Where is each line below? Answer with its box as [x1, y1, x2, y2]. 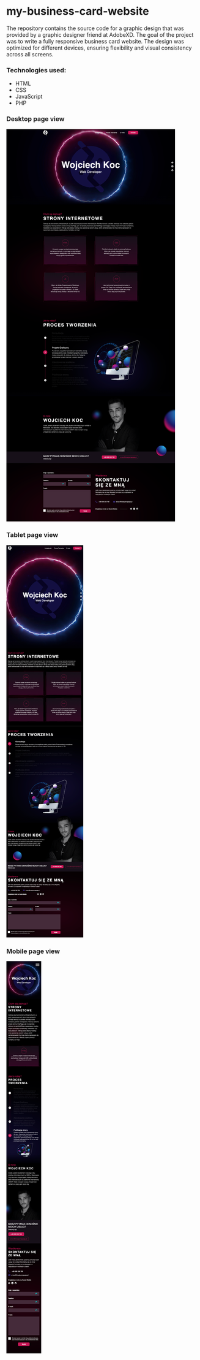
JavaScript [15, 93, 43, 101]
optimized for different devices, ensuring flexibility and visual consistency [6, 44, 192, 51]
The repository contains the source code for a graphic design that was [6, 25, 185, 32]
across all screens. [6, 50, 54, 58]
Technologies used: [6, 66, 67, 74]
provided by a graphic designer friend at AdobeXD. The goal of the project [6, 31, 194, 38]
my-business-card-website [6, 4, 149, 18]
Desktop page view [6, 115, 65, 123]
